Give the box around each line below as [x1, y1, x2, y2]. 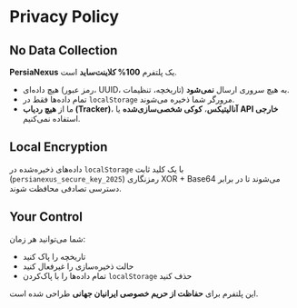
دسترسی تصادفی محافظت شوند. [9, 183, 123, 194]
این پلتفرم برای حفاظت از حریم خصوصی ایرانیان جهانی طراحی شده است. [9, 288, 259, 299]
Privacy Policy [9, 6, 120, 27]
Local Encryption [9, 139, 108, 155]
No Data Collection [9, 43, 118, 58]
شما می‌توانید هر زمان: [9, 233, 86, 244]
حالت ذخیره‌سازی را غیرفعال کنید [22, 261, 134, 272]
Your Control [9, 209, 84, 224]
